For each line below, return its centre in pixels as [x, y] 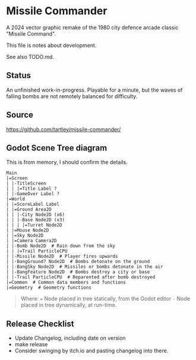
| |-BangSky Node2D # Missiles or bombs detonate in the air [85, 267]
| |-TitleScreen [26, 184]
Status [19, 76]
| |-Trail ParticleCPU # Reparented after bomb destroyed [81, 277]
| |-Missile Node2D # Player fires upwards [62, 256]
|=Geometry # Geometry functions [49, 288]
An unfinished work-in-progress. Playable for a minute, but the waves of [94, 90]
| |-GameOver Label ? [33, 194]
